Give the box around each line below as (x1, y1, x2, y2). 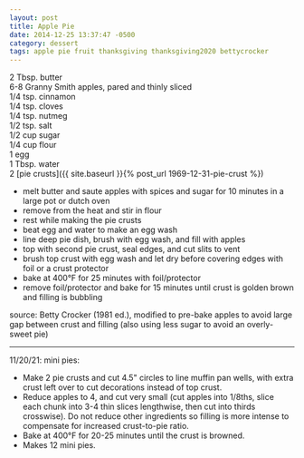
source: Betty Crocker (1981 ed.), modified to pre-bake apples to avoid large (9, 309, 292, 320)
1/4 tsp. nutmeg (9, 111, 68, 122)
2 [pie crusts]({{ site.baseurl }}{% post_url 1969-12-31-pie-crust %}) (9, 169, 264, 180)
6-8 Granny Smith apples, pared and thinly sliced (9, 82, 193, 93)
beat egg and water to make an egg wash (22, 224, 178, 236)
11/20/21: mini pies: (9, 355, 80, 365)
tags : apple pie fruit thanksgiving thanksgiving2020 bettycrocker (9, 47, 270, 56)
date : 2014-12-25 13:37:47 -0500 (9, 30, 136, 39)
